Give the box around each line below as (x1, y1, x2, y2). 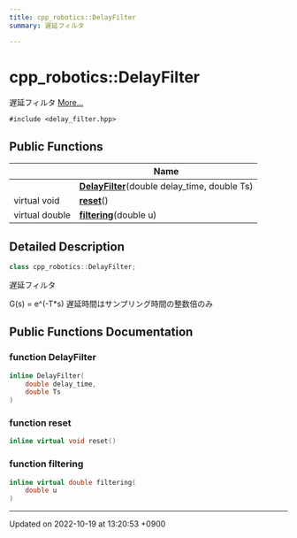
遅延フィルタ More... (9, 97, 84, 108)
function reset (9, 417, 72, 429)
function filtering (9, 457, 84, 470)
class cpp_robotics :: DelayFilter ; (9, 263, 137, 272)
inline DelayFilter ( (9, 371, 86, 380)
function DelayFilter (9, 351, 97, 364)
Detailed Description (9, 239, 126, 254)
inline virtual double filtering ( (9, 478, 137, 487)
